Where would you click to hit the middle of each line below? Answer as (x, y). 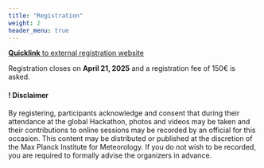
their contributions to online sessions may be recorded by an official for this (132, 130)
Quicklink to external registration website (76, 53)
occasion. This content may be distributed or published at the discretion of (130, 138)
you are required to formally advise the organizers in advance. (110, 155)
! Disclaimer (29, 95)
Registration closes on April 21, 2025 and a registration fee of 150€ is (122, 68)
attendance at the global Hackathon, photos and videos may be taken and (129, 121)
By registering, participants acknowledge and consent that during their (124, 113)
